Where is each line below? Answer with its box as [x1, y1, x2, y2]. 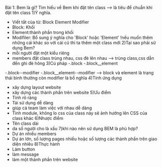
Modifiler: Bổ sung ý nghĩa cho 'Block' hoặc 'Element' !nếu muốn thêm [12, 34, 153, 40]
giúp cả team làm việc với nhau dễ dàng [12, 105, 92, 111]
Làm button [12, 146, 35, 152]
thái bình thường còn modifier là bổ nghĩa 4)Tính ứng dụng [5, 75, 122, 81]
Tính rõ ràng [12, 95, 37, 100]
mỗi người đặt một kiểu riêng [12, 50, 69, 56]
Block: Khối [12, 24, 35, 30]
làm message [12, 151, 39, 157]
